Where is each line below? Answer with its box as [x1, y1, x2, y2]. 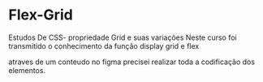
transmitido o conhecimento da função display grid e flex [8, 41, 200, 50]
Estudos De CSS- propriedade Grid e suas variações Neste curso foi [8, 32, 237, 42]
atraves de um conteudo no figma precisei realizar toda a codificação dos [8, 57, 256, 67]
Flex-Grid [8, 6, 73, 24]
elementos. [8, 65, 46, 75]
